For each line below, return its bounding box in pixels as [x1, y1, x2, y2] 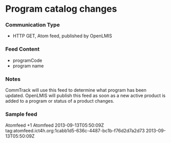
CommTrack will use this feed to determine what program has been [5, 87, 147, 93]
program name [12, 62, 44, 69]
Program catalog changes [5, 3, 117, 15]
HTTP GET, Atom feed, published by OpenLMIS [12, 33, 112, 39]
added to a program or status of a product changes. [5, 98, 115, 104]
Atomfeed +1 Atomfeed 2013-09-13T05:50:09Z [5, 122, 104, 128]
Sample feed [5, 111, 37, 117]
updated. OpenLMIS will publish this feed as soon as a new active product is [5, 92, 166, 99]
